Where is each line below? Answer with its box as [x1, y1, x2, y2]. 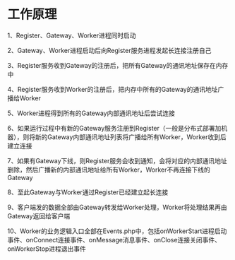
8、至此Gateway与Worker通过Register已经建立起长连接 [7, 188, 169, 196]
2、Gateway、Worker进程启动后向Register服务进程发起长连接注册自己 [7, 46, 212, 54]
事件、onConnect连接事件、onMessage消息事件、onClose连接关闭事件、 [7, 235, 221, 244]
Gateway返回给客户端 [7, 211, 71, 220]
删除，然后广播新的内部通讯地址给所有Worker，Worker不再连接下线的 [7, 165, 210, 174]
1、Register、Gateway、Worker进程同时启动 [7, 31, 136, 40]
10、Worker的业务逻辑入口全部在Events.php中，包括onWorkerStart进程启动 [7, 227, 227, 235]
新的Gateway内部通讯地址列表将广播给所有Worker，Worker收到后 [35, 132, 227, 141]
